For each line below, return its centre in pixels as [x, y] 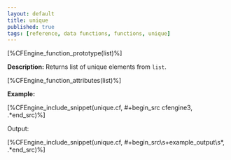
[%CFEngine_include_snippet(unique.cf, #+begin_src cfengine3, [100, 108]
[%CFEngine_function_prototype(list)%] [65, 53]
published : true [31, 27]
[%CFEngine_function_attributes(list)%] [64, 81]
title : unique [28, 20]
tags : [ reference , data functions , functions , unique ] [89, 33]
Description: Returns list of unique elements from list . [87, 67]
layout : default [31, 14]
